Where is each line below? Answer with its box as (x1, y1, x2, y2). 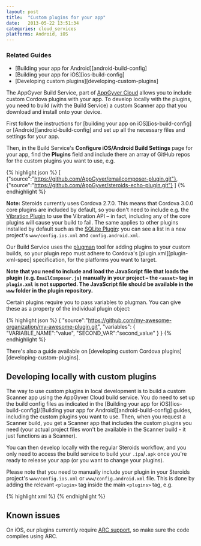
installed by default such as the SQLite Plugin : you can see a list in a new (6, 225, 187, 232)
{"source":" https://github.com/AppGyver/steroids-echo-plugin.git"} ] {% (6, 182, 185, 189)
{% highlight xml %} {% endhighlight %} (6, 493, 106, 500)
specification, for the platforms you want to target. (32, 256, 157, 264)
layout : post (6, 8, 39, 15)
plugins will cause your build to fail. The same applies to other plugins (6, 219, 179, 226)
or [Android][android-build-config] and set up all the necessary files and (6, 126, 185, 134)
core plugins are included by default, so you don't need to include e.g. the (6, 206, 189, 214)
